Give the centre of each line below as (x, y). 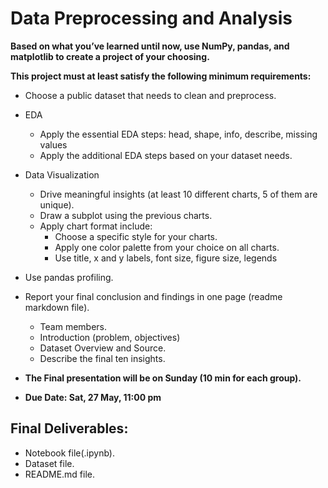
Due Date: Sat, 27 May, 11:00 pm (93, 397)
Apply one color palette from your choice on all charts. (167, 247)
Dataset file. (49, 463)
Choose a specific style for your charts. (136, 236)
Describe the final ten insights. (102, 358)
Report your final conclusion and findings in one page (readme (153, 296)
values (53, 144)
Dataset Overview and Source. (103, 348)
